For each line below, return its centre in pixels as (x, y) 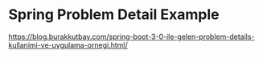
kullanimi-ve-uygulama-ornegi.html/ (68, 44)
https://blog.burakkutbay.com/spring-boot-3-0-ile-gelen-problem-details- (131, 37)
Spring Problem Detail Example (114, 15)
